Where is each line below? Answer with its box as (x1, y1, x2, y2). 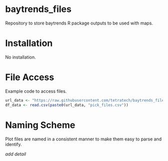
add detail (5, 151, 26, 157)
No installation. (5, 54, 36, 60)
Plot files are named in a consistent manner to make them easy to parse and (5, 136, 162, 142)
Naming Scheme (5, 119, 75, 130)
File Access (5, 71, 54, 83)
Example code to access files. (5, 88, 67, 94)
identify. (5, 141, 22, 147)
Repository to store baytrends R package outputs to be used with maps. (5, 20, 153, 26)
